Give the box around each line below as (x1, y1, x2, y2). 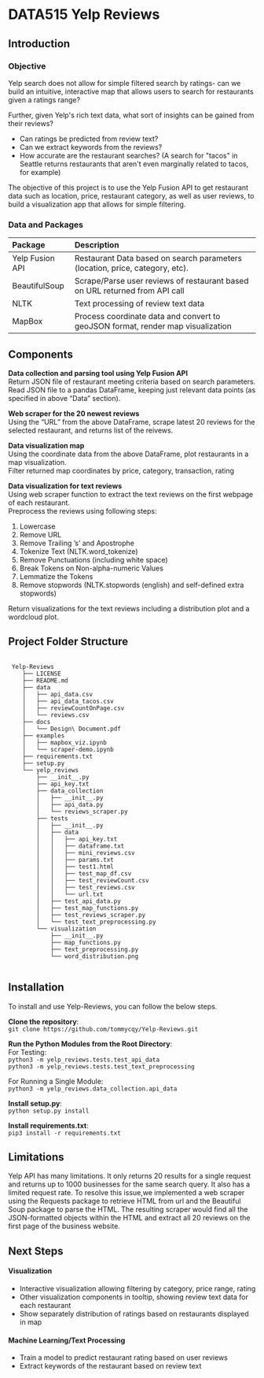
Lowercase (19, 522, 56, 531)
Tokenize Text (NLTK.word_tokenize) (19, 546, 139, 556)
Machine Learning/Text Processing (8, 1335, 126, 1345)
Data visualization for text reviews (8, 481, 123, 490)
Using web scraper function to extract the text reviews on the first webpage (8, 489, 254, 499)
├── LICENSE (22, 670, 61, 678)
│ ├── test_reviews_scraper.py (36, 911, 146, 919)
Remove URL (19, 529, 62, 539)
